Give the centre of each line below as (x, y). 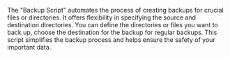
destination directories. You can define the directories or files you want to (113, 25)
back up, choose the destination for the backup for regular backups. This (112, 32)
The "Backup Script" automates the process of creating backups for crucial (116, 10)
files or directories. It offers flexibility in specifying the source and (102, 17)
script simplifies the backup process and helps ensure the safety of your (112, 40)
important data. (29, 47)
